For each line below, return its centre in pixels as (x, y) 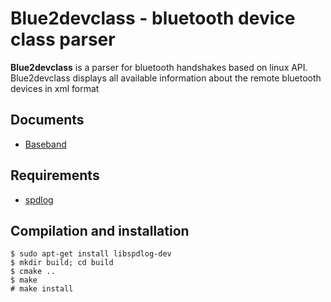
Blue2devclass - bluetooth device (153, 18)
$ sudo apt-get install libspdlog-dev (91, 254)
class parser (63, 39)
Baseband (45, 144)
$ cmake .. (33, 272)
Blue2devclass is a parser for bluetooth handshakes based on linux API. (159, 67)
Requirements (55, 175)
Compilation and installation (100, 230)
